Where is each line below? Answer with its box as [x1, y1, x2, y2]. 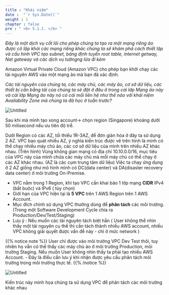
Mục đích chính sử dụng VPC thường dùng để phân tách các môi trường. [12, 201, 164, 208]
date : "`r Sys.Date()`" [5, 12, 60, 17]
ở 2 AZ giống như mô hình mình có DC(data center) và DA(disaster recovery [5, 165, 163, 171]
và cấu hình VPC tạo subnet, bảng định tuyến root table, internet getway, [5, 51, 158, 57]
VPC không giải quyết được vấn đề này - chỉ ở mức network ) [12, 229, 140, 235]
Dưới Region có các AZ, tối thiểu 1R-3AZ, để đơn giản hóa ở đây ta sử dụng [5, 132, 161, 138]
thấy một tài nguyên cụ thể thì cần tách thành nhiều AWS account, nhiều [12, 223, 163, 229]
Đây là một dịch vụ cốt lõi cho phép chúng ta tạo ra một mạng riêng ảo [5, 40, 154, 46]
